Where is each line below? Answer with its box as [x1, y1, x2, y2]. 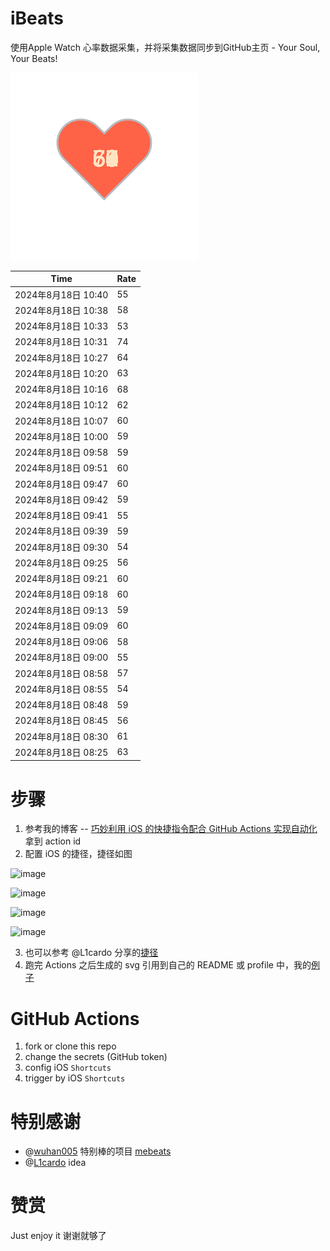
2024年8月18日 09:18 [14, 588, 109, 601]
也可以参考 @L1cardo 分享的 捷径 [24, 947, 159, 959]
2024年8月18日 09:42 [14, 493, 109, 506]
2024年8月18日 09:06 [14, 636, 109, 648]
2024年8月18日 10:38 [14, 304, 109, 316]
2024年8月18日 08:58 [14, 667, 109, 679]
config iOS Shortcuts [24, 1062, 112, 1074]
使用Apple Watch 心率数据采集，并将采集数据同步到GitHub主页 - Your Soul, [10, 41, 321, 53]
